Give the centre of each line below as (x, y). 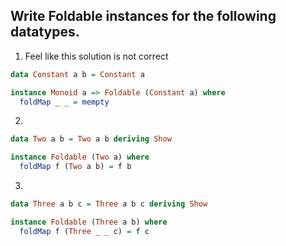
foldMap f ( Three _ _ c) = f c (84, 231)
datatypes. (45, 32)
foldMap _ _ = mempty (64, 102)
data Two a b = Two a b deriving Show (91, 139)
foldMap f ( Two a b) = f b (75, 167)
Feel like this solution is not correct (96, 56)
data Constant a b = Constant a (77, 74)
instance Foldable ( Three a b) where (89, 222)
